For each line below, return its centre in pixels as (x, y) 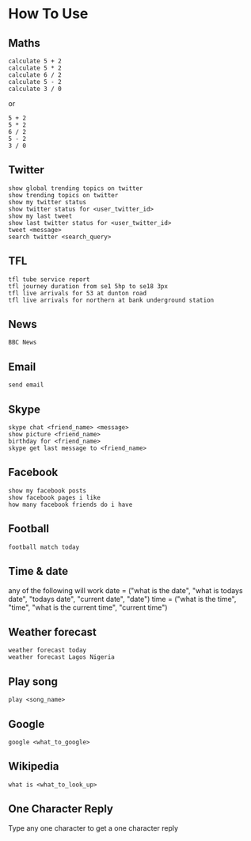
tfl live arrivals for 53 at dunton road (78, 293)
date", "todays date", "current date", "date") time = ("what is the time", (122, 599)
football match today (44, 547)
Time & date (38, 571)
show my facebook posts (48, 491)
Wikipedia (34, 766)
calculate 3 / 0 (35, 89)
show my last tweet (40, 216)
